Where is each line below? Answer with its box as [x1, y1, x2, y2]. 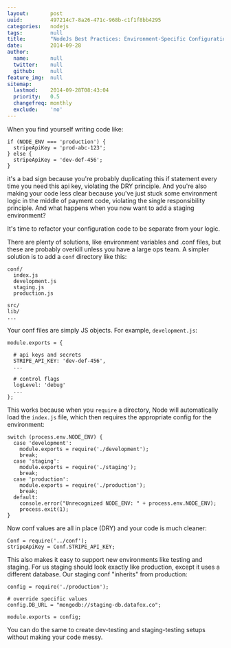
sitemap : [7, 81, 32, 87]
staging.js [13, 284, 45, 291]
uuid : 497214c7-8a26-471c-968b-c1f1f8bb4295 [7, 17, 162, 23]
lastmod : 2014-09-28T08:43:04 [13, 87, 109, 94]
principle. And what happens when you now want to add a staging [7, 204, 195, 212]
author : [7, 49, 30, 56]
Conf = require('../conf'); [7, 537, 88, 544]
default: [13, 494, 38, 501]
